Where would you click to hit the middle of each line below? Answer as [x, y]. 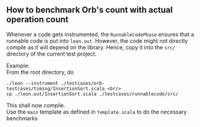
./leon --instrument [33, 83]
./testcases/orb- [83, 83]
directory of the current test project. [52, 54]
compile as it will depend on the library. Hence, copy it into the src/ [91, 47]
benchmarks [22, 118]
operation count [37, 20]
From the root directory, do [40, 72]
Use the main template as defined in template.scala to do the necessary [97, 112]
